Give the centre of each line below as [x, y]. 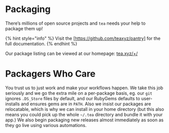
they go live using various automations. [46, 125]
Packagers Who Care [50, 74]
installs [13, 104]
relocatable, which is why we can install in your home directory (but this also [85, 109]
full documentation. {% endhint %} [41, 43]
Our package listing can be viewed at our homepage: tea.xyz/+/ [71, 53]
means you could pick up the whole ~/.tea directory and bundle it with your [84, 114]
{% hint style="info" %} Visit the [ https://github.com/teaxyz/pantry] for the [83, 38]
